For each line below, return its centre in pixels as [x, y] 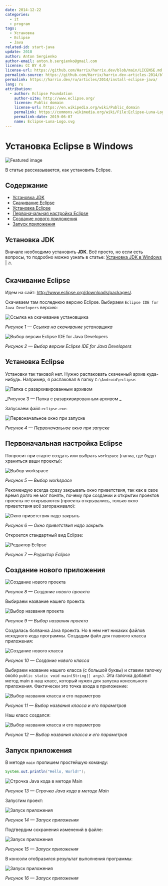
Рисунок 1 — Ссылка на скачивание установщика [59, 327]
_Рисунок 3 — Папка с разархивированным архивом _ [63, 399]
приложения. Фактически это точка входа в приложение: [67, 686]
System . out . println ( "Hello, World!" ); [45, 772]
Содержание [27, 185]
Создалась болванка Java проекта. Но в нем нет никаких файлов [75, 630]
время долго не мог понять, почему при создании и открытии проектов [82, 495]
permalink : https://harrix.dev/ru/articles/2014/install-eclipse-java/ [81, 80]
